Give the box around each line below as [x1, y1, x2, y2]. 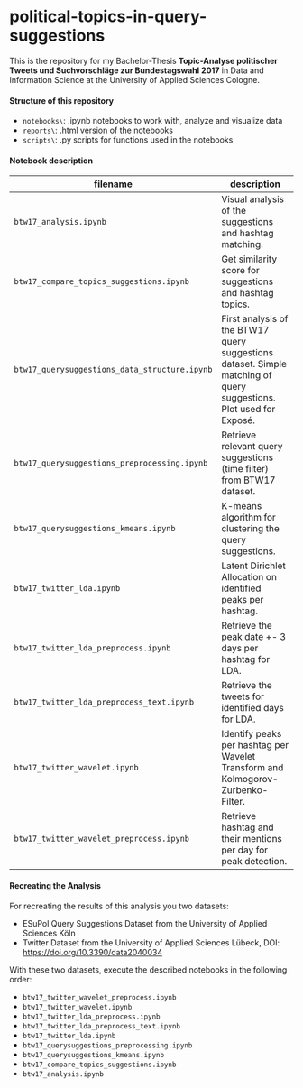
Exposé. [220, 414, 255, 427]
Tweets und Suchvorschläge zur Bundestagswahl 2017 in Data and [9, 65, 264, 76]
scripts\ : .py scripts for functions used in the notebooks [22, 134, 234, 145]
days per [220, 642, 259, 655]
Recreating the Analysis [9, 880, 102, 890]
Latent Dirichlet [220, 559, 286, 572]
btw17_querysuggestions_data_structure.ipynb [14, 364, 213, 375]
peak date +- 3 [220, 631, 287, 643]
